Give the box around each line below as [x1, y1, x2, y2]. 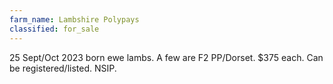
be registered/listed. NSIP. [9, 62, 117, 74]
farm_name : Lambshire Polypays [9, 14, 140, 25]
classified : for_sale [9, 24, 100, 34]
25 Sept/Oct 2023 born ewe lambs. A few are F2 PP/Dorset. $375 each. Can [9, 51, 324, 63]
